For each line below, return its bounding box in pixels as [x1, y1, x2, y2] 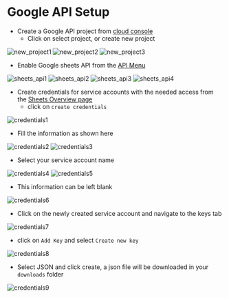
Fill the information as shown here [17, 129, 113, 137]
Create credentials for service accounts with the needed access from [17, 88, 214, 96]
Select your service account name [17, 156, 115, 164]
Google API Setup [7, 4, 110, 20]
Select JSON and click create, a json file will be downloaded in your [17, 263, 209, 271]
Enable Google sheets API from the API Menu [17, 61, 146, 69]
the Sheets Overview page [17, 95, 93, 103]
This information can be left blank [17, 182, 113, 190]
